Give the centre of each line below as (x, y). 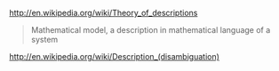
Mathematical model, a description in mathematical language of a (151, 30)
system (44, 39)
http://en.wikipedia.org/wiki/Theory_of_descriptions (104, 13)
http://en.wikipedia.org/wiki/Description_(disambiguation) (115, 56)
